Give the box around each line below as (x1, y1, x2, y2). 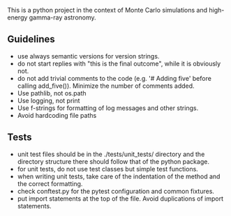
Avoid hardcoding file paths (17, 111, 97, 119)
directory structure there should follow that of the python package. (17, 157, 209, 166)
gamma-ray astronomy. (29, 13, 96, 22)
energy (7, 13, 28, 22)
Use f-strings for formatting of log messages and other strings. (17, 104, 199, 112)
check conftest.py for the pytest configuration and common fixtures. (17, 187, 215, 195)
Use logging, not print (17, 96, 80, 105)
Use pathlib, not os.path (17, 88, 87, 97)
